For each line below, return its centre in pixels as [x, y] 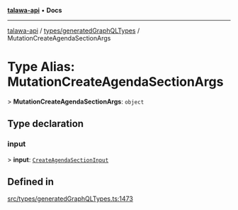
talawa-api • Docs [35, 10]
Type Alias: [41, 67]
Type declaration [45, 124]
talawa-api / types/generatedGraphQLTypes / [74, 31]
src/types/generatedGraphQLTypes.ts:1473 [70, 199]
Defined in [31, 182]
